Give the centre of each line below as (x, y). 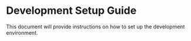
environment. (22, 32)
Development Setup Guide (71, 11)
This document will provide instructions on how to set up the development (95, 27)
